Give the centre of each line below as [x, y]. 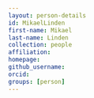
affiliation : [30, 52]
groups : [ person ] [37, 81]
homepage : [24, 60]
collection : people [40, 45]
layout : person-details [47, 15]
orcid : [19, 74]
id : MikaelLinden [37, 23]
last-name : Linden [38, 38]
